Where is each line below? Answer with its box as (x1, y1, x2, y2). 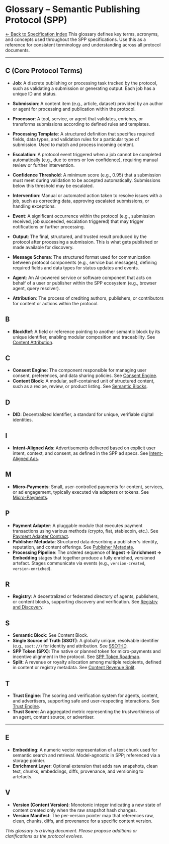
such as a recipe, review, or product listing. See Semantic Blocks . (12, 383, 148, 390)
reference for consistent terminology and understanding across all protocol (5, 41, 161, 48)
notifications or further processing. (12, 223, 85, 229)
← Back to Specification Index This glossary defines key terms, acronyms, (5, 31, 159, 37)
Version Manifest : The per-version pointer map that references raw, (12, 812, 154, 818)
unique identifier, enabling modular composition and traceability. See (12, 334, 155, 340)
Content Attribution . (12, 339, 54, 345)
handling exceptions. (12, 203, 56, 209)
